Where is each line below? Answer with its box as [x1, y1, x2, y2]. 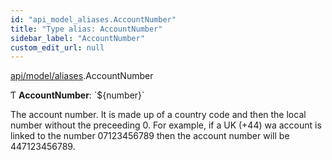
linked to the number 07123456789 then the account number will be [10, 130, 290, 142]
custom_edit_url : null [10, 42, 105, 53]
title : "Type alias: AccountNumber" [10, 24, 163, 34]
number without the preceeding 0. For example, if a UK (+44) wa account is [10, 119, 322, 131]
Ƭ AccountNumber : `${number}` [10, 89, 145, 101]
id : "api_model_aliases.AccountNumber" [10, 14, 177, 25]
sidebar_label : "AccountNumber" [10, 33, 145, 43]
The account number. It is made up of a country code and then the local [10, 109, 307, 121]
